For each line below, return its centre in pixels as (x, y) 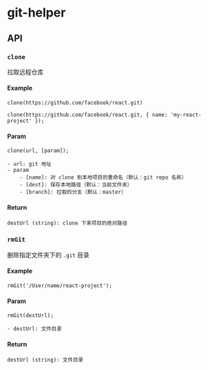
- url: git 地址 (29, 164)
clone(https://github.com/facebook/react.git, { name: (87, 115)
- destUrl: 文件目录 (34, 329)
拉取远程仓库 (25, 72)
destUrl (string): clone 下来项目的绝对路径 (67, 223)
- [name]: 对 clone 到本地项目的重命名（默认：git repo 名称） (103, 177)
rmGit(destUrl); (30, 315)
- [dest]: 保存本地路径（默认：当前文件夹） (76, 185)
